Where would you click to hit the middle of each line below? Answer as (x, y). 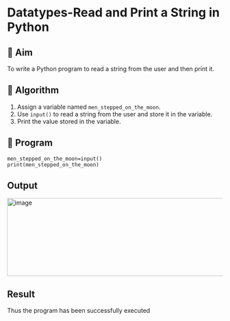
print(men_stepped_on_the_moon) (53, 165)
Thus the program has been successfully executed (79, 311)
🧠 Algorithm (33, 90)
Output (22, 186)
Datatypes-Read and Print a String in (114, 13)
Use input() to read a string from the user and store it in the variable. (115, 114)
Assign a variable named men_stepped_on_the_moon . (89, 107)
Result (21, 294)
